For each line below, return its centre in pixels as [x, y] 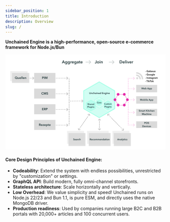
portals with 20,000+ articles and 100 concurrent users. [71, 214]
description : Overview [29, 21]
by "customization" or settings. [45, 176]
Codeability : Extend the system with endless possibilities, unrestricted [87, 171]
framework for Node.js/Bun [35, 47]
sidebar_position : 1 [27, 11]
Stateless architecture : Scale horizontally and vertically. [72, 187]
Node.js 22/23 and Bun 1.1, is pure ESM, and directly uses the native [84, 198]
